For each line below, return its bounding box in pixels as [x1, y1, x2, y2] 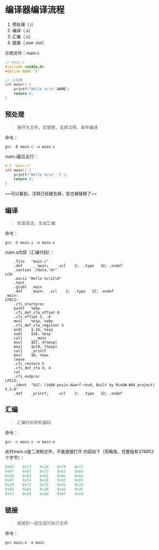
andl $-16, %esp [14, 327, 53, 332]
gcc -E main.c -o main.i [5, 144, 55, 149]
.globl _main [14, 284, 42, 290]
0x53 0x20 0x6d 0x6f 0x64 [5, 492, 83, 496]
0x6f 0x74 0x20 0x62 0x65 [5, 478, 83, 483]
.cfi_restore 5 [14, 361, 45, 366]
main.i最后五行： [5, 153, 39, 159]
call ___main [14, 335, 47, 341]
